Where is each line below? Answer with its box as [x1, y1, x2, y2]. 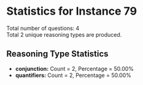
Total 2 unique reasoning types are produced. [6, 31, 122, 38]
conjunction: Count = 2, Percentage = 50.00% [15, 65, 134, 72]
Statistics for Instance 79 [6, 4, 137, 18]
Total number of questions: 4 [6, 24, 80, 32]
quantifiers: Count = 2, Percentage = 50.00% [15, 72, 132, 79]
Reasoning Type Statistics [6, 49, 109, 59]
